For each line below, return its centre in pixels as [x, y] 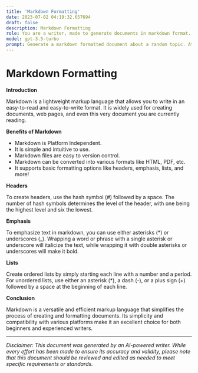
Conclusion [21, 298]
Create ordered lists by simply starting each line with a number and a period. [99, 274]
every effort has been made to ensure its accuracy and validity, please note [98, 351]
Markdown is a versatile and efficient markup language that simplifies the [95, 309]
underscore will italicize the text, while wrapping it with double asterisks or [97, 245]
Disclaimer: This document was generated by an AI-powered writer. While [96, 345]
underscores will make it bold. [42, 251]
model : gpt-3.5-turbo [33, 39]
